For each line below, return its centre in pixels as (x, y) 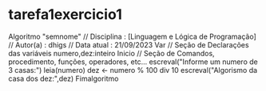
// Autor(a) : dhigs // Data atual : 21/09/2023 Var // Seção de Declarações (129, 44)
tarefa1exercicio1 (65, 15)
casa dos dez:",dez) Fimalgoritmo (64, 78)
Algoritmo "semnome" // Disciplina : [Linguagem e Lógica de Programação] (133, 36)
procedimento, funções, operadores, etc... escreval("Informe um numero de (133, 62)
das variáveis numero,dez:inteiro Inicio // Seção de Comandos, (111, 53)
